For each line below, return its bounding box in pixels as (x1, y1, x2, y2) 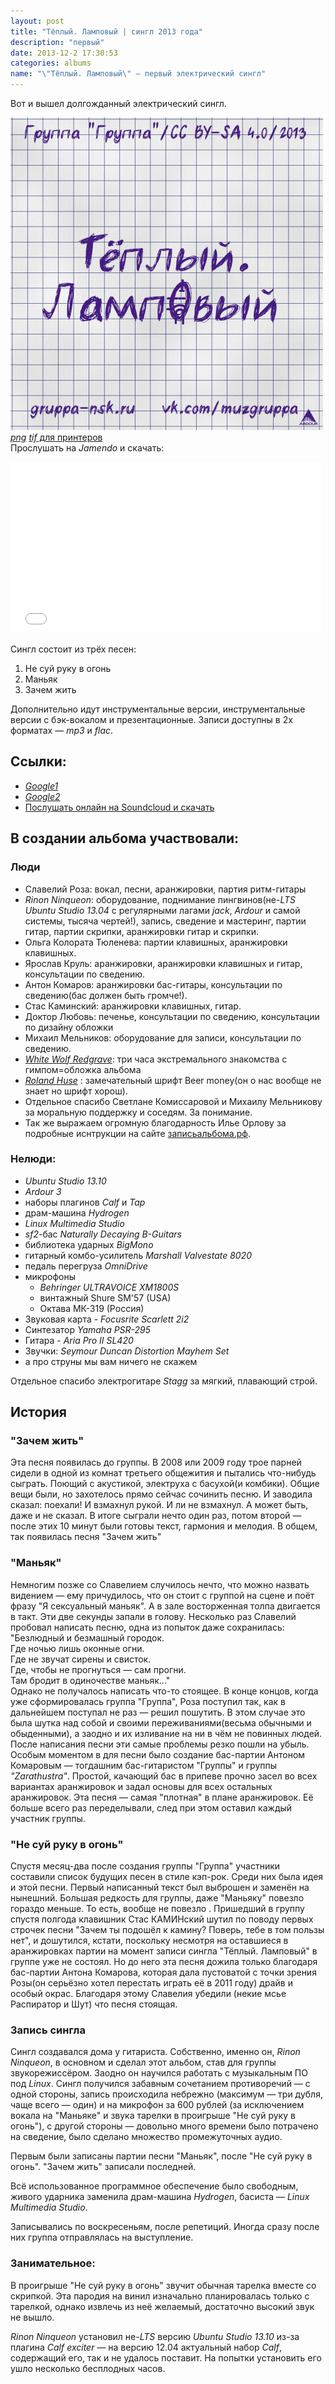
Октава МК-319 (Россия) (39, 1302, 145, 1314)
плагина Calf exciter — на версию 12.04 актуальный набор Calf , (10, 2341, 283, 2353)
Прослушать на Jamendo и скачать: (10, 442, 165, 454)
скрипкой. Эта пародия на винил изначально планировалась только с (10, 2290, 310, 2302)
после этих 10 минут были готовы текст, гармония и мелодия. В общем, (10, 1520, 318, 1532)
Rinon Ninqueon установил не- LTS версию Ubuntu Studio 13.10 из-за (10, 2330, 300, 2342)
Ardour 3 (24, 1185, 62, 1197)
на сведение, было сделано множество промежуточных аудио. (10, 2131, 283, 2143)
